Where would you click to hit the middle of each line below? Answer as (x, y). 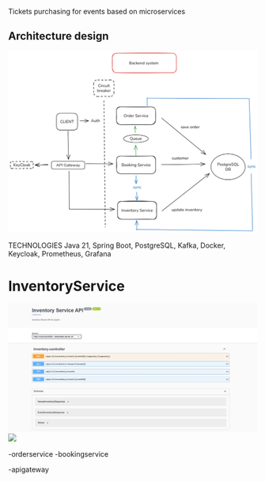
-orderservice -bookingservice (59, 454)
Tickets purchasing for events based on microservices (97, 11)
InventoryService (66, 286)
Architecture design (59, 36)
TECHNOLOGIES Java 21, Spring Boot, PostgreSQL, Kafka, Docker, (117, 245)
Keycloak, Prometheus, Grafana (60, 254)
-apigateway (29, 469)
